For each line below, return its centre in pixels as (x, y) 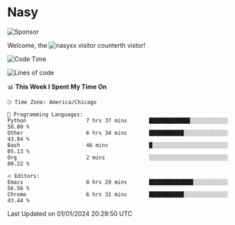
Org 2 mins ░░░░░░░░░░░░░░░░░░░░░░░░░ (118, 157)
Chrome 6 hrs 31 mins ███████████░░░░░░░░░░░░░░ (118, 194)
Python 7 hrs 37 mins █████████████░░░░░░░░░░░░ (118, 120)
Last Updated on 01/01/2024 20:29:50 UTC (70, 213)
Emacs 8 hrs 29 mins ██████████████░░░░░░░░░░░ (118, 182)
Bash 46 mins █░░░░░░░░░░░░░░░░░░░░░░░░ (118, 145)
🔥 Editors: (24, 176)
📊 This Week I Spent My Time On (57, 86)
